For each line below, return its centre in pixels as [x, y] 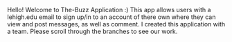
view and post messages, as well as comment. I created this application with [116, 24]
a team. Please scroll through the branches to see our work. [92, 31]
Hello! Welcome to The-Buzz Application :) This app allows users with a [109, 10]
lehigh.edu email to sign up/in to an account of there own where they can [111, 17]
